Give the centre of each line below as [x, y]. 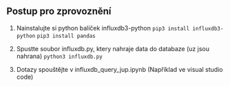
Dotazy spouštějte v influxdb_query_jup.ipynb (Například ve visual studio [119, 69]
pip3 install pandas [66, 36]
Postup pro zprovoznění [59, 11]
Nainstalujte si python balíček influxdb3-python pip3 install [103, 28]
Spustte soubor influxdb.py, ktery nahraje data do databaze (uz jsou [113, 48]
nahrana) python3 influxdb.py [59, 56]
